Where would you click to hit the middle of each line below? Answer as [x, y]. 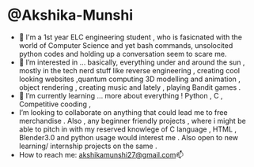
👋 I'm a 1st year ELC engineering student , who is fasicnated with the [131, 37]
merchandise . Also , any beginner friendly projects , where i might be [132, 121]
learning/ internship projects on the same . [88, 146]
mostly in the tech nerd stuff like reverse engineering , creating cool [129, 70]
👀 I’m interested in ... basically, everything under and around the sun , [132, 62]
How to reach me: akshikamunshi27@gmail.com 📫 [101, 154]
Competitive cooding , [55, 104]
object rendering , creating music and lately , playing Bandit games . [130, 87]
